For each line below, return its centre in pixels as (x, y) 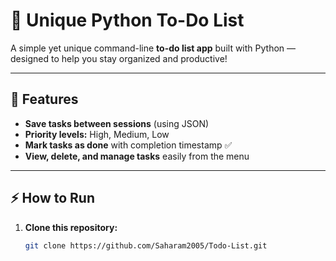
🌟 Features (44, 99)
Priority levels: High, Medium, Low (97, 134)
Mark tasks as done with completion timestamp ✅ (128, 145)
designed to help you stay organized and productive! (119, 58)
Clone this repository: (71, 227)
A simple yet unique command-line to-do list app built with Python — (153, 48)
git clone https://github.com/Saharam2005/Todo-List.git (146, 245)
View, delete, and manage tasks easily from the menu (137, 156)
